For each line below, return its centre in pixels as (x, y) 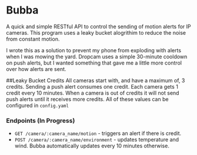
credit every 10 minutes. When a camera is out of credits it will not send (93, 93)
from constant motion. (33, 39)
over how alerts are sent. (36, 69)
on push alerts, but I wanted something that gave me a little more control (94, 63)
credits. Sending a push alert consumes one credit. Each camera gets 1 (92, 86)
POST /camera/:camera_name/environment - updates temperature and (97, 140)
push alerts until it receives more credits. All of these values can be (87, 99)
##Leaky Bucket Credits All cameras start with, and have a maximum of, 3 (96, 80)
